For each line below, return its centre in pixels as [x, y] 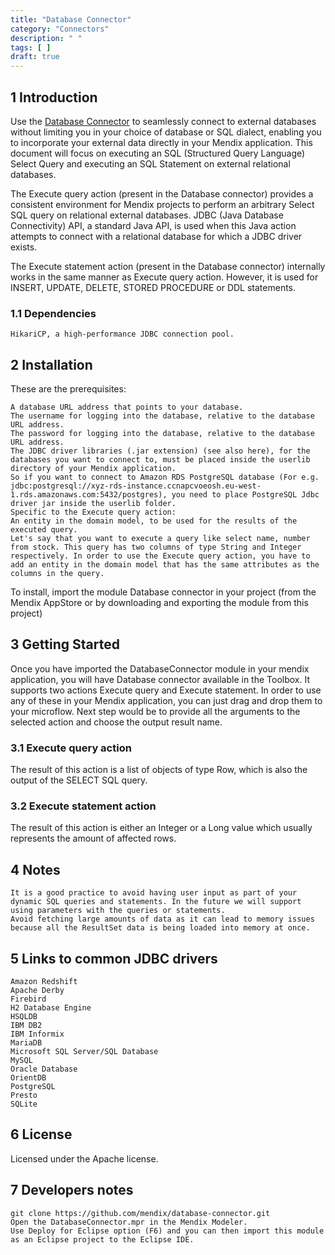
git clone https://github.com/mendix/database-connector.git [140, 1213]
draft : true [35, 57]
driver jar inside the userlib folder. [93, 504]
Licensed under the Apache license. [84, 1158]
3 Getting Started [65, 644]
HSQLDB [24, 1017]
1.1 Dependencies [53, 313]
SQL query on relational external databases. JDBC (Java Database [147, 215]
